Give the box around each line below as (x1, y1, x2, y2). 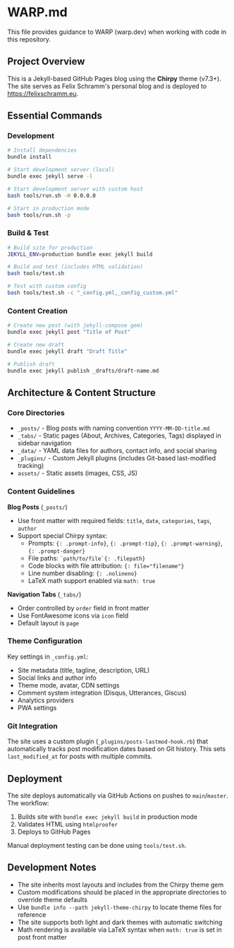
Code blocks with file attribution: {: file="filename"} (27, 561, 185, 570)
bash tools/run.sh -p (7, 211, 71, 219)
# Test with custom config (7, 283, 87, 290)
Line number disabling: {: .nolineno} (27, 569, 137, 577)
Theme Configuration (7, 636, 82, 646)
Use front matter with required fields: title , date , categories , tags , (17, 516, 212, 524)
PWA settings (17, 703, 57, 712)
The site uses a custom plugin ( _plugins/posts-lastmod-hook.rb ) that (7, 737, 209, 745)
